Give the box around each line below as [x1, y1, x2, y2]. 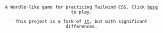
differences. [65, 23, 97, 29]
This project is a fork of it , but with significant [15, 18, 147, 24]
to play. [70, 9, 92, 14]
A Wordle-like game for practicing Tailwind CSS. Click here [4, 4, 158, 9]
